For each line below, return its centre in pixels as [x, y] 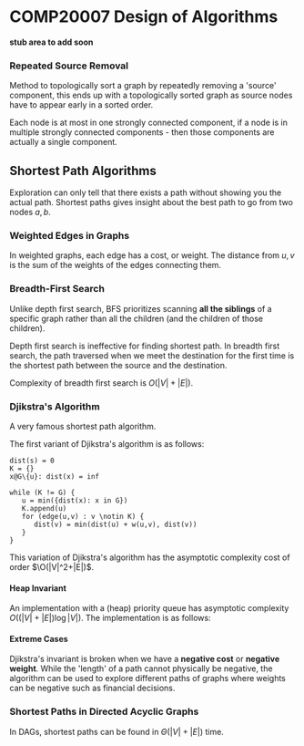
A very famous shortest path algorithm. [83, 426]
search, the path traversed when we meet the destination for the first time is [152, 355]
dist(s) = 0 [32, 461]
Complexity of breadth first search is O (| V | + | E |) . [101, 383]
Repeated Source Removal [69, 66]
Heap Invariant [38, 588]
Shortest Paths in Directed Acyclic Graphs [104, 711]
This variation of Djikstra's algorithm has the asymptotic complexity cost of [150, 557]
